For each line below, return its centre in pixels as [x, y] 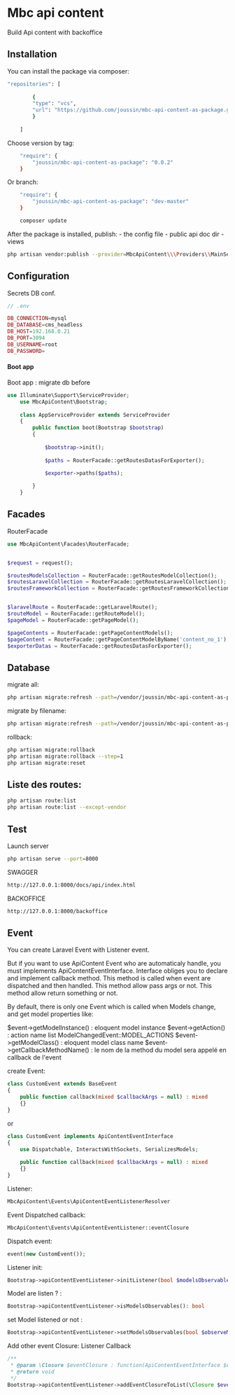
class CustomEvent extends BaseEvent [62, 1084]
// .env [19, 306]
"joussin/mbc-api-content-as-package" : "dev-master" [111, 202]
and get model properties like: [50, 1014]
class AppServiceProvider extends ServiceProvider [95, 415]
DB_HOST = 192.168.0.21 [39, 332]
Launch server [28, 846]
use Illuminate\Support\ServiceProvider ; [69, 395]
